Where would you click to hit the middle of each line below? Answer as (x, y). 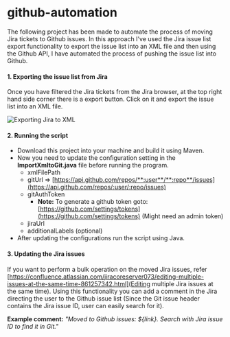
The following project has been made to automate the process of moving (110, 32)
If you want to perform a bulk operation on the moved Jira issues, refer (107, 269)
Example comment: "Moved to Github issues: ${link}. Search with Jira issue (115, 319)
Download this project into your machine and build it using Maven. (111, 151)
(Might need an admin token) (183, 216)
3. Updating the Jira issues (46, 254)
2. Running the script (38, 135)
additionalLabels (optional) (65, 231)
